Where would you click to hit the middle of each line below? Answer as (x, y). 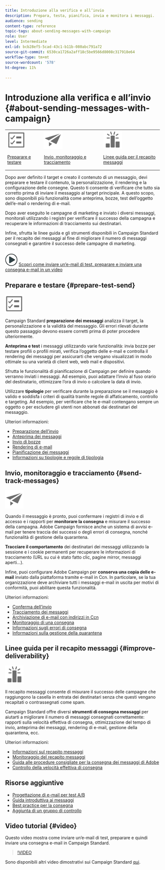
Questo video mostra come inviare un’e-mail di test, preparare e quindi (76, 838)
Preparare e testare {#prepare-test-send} (70, 285)
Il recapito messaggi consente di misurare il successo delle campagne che (81, 692)
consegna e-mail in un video (34, 270)
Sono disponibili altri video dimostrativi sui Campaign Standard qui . (73, 862)
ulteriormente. (19, 336)
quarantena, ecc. (22, 733)
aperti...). (14, 562)
